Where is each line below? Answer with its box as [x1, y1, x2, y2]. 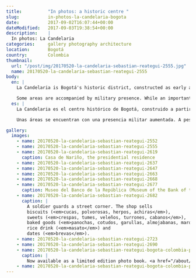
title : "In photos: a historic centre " [6, 8, 129, 15]
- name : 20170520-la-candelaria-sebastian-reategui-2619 [16, 149, 158, 155]
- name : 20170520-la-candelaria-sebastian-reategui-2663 [16, 171, 158, 177]
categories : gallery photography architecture [6, 42, 132, 47]
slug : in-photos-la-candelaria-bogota [6, 14, 127, 20]
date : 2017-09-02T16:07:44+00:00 [6, 19, 114, 25]
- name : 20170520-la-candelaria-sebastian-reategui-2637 [16, 160, 158, 166]
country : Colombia [6, 52, 69, 58]
